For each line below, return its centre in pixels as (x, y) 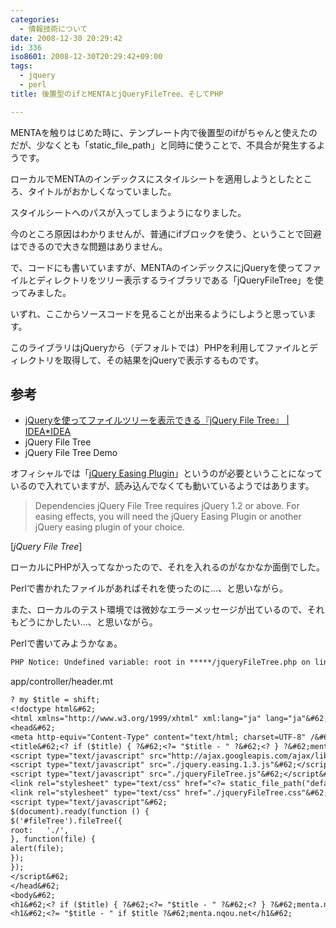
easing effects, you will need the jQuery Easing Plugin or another (168, 517)
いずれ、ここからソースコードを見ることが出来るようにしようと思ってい (159, 313)
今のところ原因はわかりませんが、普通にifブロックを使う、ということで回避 (166, 233)
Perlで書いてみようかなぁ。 (66, 643)
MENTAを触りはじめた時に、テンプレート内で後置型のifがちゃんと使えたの (164, 132)
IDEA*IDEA (48, 432)
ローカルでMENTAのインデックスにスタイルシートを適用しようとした (152, 178)
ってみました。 (41, 292)
